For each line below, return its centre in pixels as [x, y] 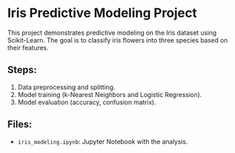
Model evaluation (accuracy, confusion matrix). [87, 102]
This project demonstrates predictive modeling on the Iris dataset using [112, 33]
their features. [28, 47]
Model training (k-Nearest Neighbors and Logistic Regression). [110, 94]
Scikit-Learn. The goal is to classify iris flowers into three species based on [117, 40]
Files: [20, 124]
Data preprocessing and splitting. [66, 87]
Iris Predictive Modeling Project [102, 13]
